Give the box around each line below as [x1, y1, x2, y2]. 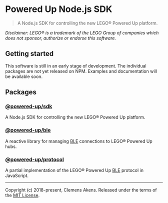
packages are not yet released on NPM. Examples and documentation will [5, 68, 157, 74]
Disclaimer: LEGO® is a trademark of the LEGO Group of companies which [5, 29, 159, 35]
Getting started [5, 49, 54, 58]
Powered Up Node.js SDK [5, 3, 112, 15]
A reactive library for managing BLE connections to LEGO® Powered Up [5, 138, 152, 144]
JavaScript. [5, 172, 29, 178]
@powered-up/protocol [5, 156, 64, 163]
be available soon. [5, 73, 43, 79]
